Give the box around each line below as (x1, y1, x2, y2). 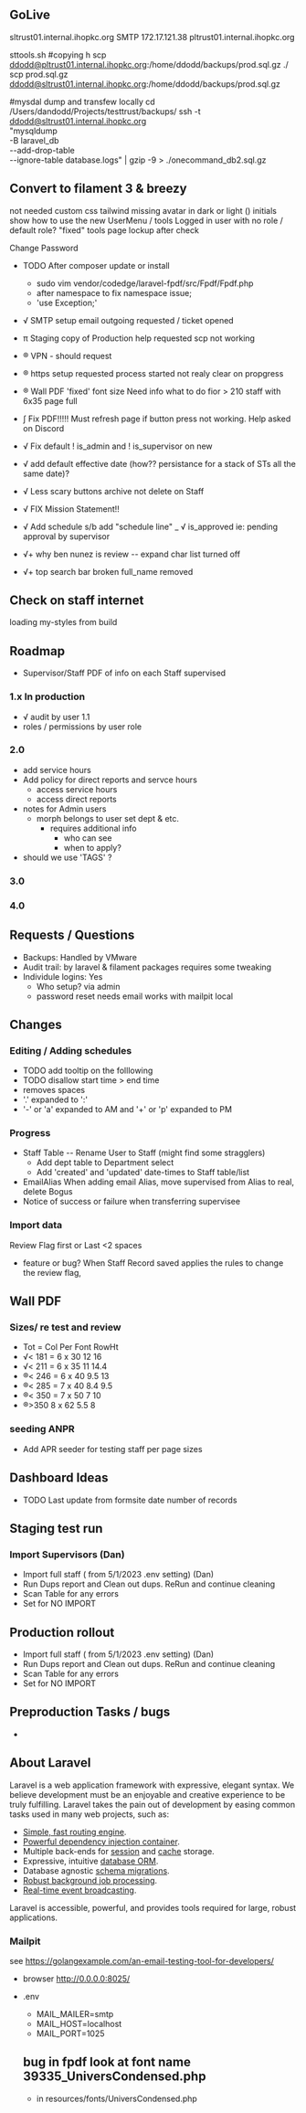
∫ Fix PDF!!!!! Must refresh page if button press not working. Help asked (22, 413, 291, 424)
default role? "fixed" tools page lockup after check (9, 224, 199, 236)
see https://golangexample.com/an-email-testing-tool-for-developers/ (9, 1956, 274, 1966)
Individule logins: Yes (22, 971, 103, 982)
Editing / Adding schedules (9, 1044, 132, 1056)
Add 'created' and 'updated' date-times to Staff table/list (36, 1167, 249, 1178)
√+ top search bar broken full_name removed (22, 566, 194, 577)
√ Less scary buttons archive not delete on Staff (22, 485, 205, 496)
